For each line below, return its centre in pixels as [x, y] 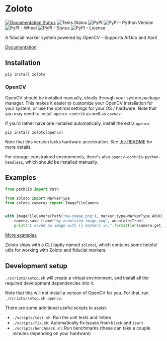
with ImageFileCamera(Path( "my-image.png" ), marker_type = [66, 216]
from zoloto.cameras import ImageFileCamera [52, 203]
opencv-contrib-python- [136, 157]
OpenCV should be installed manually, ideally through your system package [83, 98]
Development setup [36, 266]
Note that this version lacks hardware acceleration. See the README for [79, 142]
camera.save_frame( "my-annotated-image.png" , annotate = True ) [79, 221]
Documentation [21, 47]
